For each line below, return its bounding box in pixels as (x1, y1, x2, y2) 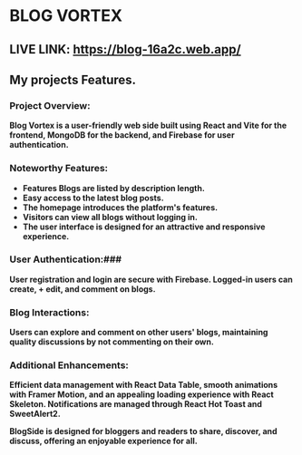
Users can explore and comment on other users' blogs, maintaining (9, 327, 268, 338)
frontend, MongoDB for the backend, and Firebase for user (9, 130, 235, 140)
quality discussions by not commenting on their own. (9, 336, 215, 347)
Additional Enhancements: (9, 359, 130, 372)
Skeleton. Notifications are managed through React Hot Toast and (9, 399, 263, 410)
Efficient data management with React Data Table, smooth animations (9, 380, 278, 391)
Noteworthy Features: (9, 162, 109, 175)
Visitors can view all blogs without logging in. (22, 211, 198, 222)
